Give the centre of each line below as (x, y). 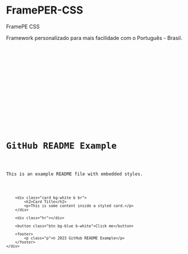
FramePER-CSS (45, 10)
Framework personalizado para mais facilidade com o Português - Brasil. (94, 38)
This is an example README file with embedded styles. (75, 174)
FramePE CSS (23, 26)
